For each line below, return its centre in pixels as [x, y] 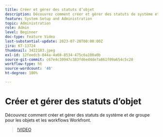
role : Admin [17, 28]
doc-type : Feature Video [30, 37]
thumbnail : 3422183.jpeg [30, 50]
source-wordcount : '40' [29, 69]
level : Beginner [21, 32]
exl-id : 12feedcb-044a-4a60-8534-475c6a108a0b [53, 55]
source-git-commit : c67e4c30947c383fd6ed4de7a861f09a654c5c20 [69, 59]
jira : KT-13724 [20, 46]
